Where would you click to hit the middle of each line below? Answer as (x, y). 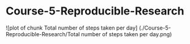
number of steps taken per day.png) (127, 34)
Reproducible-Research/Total (43, 34)
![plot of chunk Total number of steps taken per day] (72, 28)
